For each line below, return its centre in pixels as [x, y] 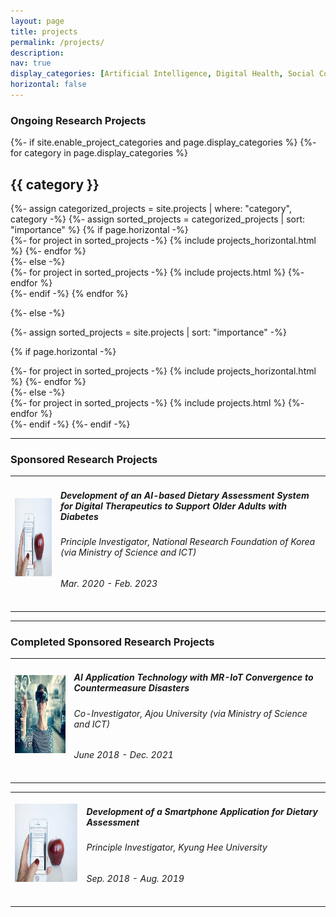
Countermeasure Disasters [131, 688]
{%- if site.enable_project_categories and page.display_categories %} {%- [163, 142]
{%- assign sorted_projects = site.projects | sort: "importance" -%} [148, 332]
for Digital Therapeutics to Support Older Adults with [173, 506]
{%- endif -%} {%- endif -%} [70, 424]
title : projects [44, 31]
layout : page [37, 21]
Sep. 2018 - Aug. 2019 [135, 878]
